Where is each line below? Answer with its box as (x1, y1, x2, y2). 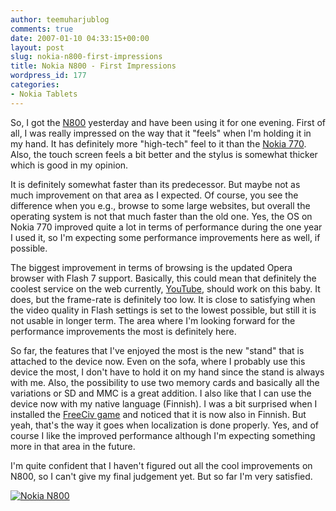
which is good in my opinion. (10, 159, 129, 171)
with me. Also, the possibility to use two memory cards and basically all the (10, 376, 320, 388)
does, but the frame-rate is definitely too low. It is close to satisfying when (10, 293, 316, 305)
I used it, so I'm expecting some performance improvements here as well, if (10, 231, 321, 243)
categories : (10, 80, 60, 90)
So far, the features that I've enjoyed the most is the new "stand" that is (10, 344, 305, 356)
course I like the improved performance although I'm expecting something (10, 429, 316, 441)
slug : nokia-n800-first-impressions (10, 52, 163, 62)
